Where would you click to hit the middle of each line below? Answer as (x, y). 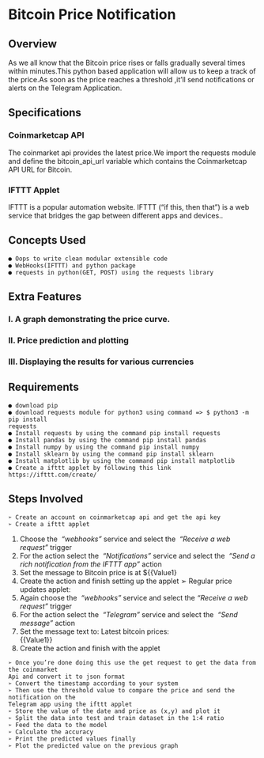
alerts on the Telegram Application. (65, 88)
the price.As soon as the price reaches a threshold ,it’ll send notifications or (131, 80)
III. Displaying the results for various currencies (101, 362)
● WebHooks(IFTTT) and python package (72, 265)
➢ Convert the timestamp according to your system (93, 683)
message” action (47, 623)
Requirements (43, 387)
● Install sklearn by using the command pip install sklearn (111, 454)
